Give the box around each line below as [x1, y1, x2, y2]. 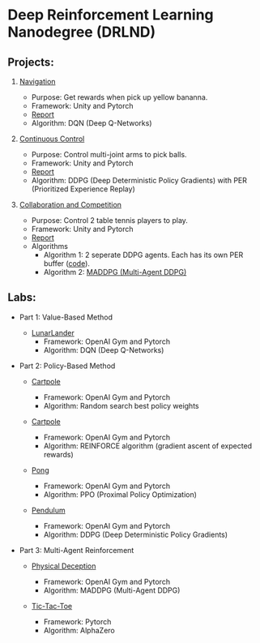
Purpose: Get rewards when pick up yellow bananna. [31, 92, 208, 102]
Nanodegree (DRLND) [7, 23, 156, 41]
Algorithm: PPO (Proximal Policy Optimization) [43, 489, 198, 499]
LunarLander [31, 328, 75, 337]
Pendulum [31, 505, 66, 515]
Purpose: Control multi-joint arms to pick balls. [31, 150, 187, 159]
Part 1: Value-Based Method [19, 312, 113, 322]
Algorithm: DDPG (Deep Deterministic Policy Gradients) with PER [31, 176, 248, 185]
